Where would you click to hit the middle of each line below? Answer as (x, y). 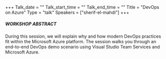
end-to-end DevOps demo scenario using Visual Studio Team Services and (82, 47)
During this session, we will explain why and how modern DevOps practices (83, 36)
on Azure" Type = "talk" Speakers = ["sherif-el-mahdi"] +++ (67, 12)
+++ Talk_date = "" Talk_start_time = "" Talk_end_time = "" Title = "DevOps (82, 7)
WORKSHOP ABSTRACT (31, 24)
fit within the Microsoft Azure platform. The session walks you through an (81, 41)
